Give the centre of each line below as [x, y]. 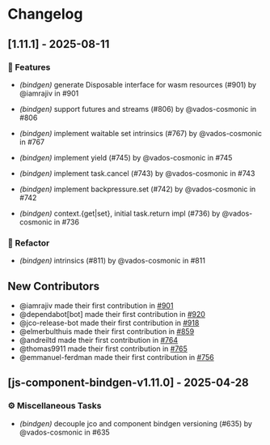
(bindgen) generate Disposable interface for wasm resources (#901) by [137, 84]
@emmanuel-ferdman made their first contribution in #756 [117, 357]
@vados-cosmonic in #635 [64, 432]
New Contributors [54, 286]
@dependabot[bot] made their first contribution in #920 [112, 314]
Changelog [45, 14]
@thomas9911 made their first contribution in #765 [103, 349]
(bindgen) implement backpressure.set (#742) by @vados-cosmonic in [137, 189]
